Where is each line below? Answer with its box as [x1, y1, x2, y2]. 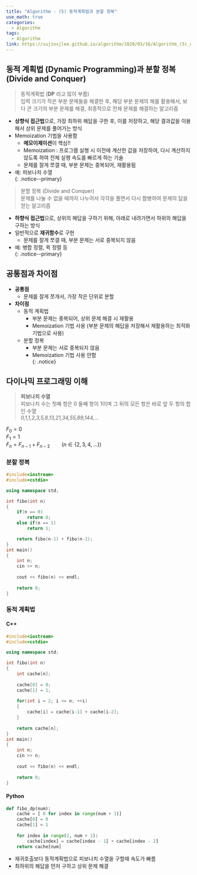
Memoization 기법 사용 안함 [32, 351, 97, 358]
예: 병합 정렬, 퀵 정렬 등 [14, 244, 68, 251]
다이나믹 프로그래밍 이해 [6, 376, 88, 386]
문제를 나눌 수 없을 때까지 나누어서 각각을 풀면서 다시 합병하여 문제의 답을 [20, 195, 188, 202]
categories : [6, 19, 35, 25]
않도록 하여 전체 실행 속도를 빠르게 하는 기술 [23, 154, 124, 161]
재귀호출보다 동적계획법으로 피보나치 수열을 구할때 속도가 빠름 [14, 855, 157, 862]
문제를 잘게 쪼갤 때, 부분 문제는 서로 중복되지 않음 [23, 236, 136, 243]
